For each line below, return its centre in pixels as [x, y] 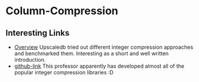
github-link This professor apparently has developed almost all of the [99, 66]
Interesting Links [38, 33]
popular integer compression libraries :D [64, 72]
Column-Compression [62, 11]
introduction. [30, 60]
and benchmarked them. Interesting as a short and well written [91, 53]
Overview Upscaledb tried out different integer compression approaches [104, 47]
